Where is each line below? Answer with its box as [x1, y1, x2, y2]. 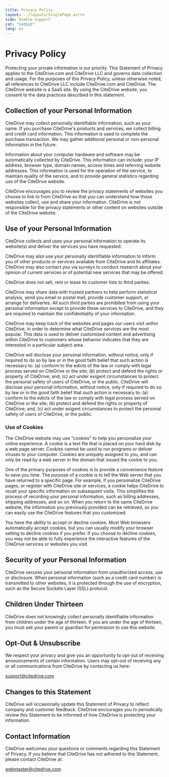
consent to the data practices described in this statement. [5, 92, 125, 98]
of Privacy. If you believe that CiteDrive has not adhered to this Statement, [5, 751, 159, 757]
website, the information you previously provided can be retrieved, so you [5, 504, 159, 510]
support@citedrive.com [5, 673, 54, 679]
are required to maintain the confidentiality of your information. [5, 310, 136, 316]
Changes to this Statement [5, 688, 91, 696]
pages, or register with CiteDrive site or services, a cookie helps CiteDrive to [5, 482, 164, 488]
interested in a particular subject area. [5, 342, 84, 348]
